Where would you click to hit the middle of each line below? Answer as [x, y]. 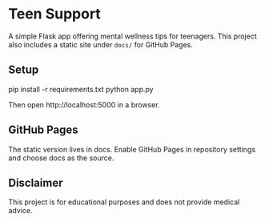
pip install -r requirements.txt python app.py [81, 89]
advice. [20, 211]
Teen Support [55, 14]
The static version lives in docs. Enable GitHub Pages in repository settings [132, 149]
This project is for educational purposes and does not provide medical [124, 202]
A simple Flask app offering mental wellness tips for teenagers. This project [133, 36]
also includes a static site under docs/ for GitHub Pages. [101, 44]
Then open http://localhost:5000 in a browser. [84, 104]
